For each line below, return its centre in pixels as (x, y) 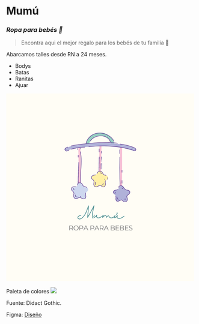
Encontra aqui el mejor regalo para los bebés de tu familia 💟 (95, 43)
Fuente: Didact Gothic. (34, 303)
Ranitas (24, 79)
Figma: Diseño (24, 315)
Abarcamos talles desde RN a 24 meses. (57, 55)
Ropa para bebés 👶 (35, 30)
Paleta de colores (28, 292)
